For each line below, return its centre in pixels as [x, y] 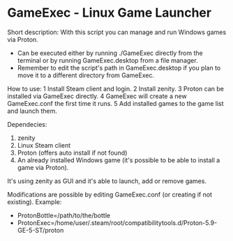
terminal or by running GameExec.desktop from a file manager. [107, 60]
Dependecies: [27, 124]
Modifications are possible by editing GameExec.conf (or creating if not [110, 194]
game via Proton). [43, 167]
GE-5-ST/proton [40, 230]
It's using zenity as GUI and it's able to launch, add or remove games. [107, 181]
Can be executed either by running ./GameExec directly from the [110, 53]
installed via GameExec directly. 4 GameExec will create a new [97, 96]
